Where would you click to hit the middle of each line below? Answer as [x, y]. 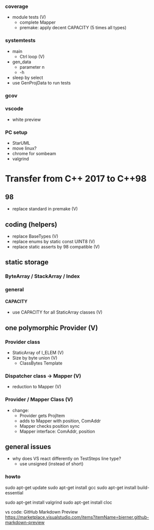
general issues [28, 447]
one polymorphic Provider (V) [52, 328]
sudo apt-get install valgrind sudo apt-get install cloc [59, 502]
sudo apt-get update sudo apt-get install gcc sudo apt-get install [71, 488]
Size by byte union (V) [35, 358]
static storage [27, 262]
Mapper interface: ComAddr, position [57, 431]
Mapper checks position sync [49, 426]
